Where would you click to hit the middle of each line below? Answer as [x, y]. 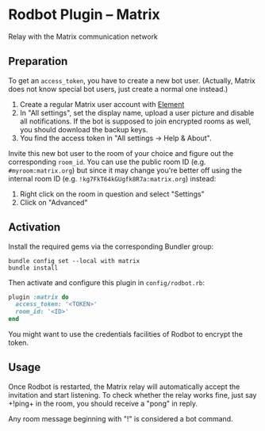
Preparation [38, 61]
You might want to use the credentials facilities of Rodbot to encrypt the [126, 334]
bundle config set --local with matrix [74, 261]
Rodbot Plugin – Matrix [84, 15]
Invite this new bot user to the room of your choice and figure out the [121, 153]
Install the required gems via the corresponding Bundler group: [111, 246]
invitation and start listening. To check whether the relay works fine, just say [132, 395]
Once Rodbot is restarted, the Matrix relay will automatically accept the [124, 387]
